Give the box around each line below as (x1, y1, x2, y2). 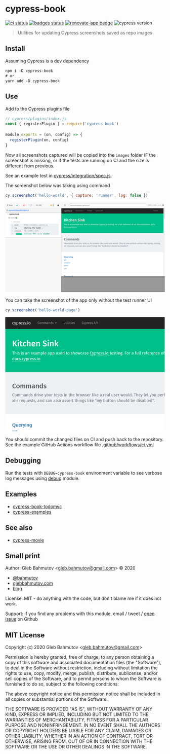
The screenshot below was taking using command (5, 182, 110, 188)
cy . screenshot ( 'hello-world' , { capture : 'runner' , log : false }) (5, 193, 148, 198)
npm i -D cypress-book (5, 68, 53, 74)
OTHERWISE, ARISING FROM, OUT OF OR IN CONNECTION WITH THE (5, 738, 153, 744)
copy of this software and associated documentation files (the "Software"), (5, 660, 162, 666)
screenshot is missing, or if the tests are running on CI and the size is (5, 157, 149, 163)
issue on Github (5, 616, 38, 622)
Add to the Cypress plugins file (5, 105, 70, 112)
